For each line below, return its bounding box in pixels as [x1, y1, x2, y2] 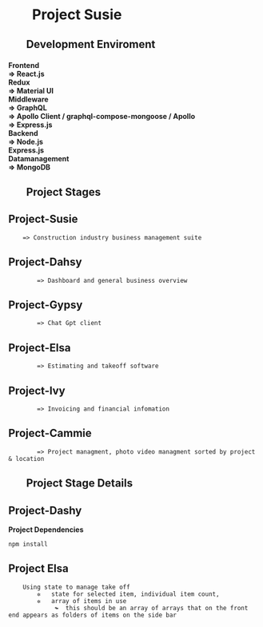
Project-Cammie [8, 427, 92, 440]
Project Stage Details [26, 477, 133, 490]
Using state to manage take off [22, 583, 130, 591]
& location [8, 454, 45, 462]
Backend [8, 128, 38, 137]
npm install [8, 541, 48, 549]
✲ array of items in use [37, 597, 127, 605]
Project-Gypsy [8, 298, 83, 312]
